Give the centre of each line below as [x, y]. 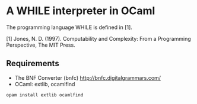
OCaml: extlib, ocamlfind [45, 84]
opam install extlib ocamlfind [45, 95]
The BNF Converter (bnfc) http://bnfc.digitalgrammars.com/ [88, 77]
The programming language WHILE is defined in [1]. [69, 27]
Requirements [33, 64]
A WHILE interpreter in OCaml [81, 11]
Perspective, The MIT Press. [41, 45]
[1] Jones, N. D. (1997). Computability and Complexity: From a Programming [99, 38]
